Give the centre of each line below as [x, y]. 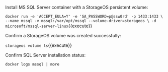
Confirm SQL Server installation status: [46, 55]
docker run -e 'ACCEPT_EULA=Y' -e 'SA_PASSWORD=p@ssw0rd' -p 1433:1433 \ [84, 17]
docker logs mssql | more [32, 64]
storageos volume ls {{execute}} [38, 45]
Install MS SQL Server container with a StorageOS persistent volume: [77, 7]
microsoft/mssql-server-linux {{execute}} [49, 26]
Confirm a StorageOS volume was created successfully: [63, 35]
